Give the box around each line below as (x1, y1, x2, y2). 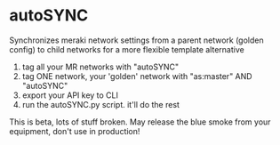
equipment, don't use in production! (9, 125, 140, 136)
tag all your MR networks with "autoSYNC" (21, 61, 180, 72)
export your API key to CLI (21, 90, 118, 101)
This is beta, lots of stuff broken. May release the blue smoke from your (9, 117, 271, 127)
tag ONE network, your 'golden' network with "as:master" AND (21, 70, 252, 81)
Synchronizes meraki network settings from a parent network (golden (9, 35, 264, 45)
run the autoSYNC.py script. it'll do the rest (21, 99, 180, 109)
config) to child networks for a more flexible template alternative (9, 44, 244, 54)
